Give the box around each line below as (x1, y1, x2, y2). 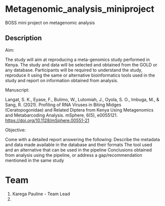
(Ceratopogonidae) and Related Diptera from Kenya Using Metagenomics (5, 107, 154, 113)
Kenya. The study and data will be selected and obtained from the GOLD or (5, 61, 158, 67)
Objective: (5, 127, 26, 133)
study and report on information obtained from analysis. (5, 77, 119, 83)
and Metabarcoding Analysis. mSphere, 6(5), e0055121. (5, 112, 118, 118)
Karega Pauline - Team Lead (12, 191, 70, 197)
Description (5, 34, 42, 42)
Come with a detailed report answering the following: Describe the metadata (5, 136, 160, 142)
